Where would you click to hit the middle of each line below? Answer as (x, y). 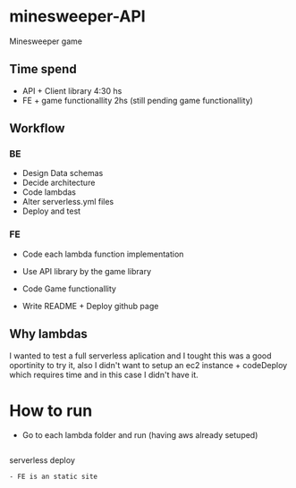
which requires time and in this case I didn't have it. (104, 374)
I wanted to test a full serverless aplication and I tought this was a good (140, 356)
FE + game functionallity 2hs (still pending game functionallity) (137, 100)
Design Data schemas (63, 173)
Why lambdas (48, 334)
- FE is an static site (54, 477)
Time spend (43, 69)
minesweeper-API (77, 17)
